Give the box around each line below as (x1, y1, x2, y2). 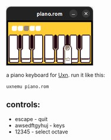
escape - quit (14, 115, 48, 122)
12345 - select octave (14, 128, 68, 135)
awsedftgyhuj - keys (14, 122, 65, 129)
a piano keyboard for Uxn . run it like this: (6, 72, 106, 78)
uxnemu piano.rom (6, 84, 49, 90)
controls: (6, 100, 40, 110)
